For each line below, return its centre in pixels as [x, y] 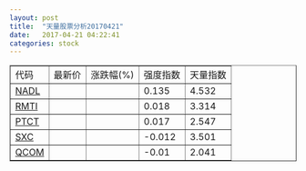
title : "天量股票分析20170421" [67, 26]
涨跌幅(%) [112, 75]
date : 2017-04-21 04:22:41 [65, 35]
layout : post [34, 18]
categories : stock [44, 43]
